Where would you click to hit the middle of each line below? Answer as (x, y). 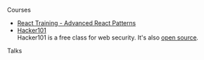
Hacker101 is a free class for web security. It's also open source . (107, 37)
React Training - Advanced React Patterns (76, 23)
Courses (19, 10)
